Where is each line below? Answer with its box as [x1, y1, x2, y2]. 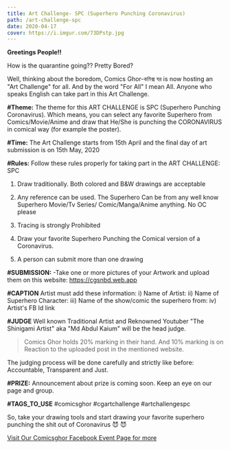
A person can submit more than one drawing [16, 255, 143, 264]
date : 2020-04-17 [7, 23, 57, 30]
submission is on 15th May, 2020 [7, 146, 100, 154]
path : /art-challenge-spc [7, 17, 81, 23]
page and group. [7, 386, 54, 395]
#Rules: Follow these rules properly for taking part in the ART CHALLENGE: [7, 159, 220, 167]
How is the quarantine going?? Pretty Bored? [7, 61, 134, 70]
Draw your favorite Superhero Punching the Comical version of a [16, 235, 200, 243]
